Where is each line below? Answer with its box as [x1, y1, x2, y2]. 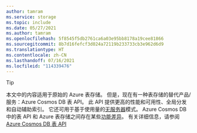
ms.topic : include [6, 19, 51, 25]
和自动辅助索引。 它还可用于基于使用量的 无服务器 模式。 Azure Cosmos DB [6, 106, 186, 113]
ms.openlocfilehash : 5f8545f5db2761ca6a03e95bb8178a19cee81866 [6, 36, 164, 42]
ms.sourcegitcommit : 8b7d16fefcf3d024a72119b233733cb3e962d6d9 [6, 42, 164, 47]
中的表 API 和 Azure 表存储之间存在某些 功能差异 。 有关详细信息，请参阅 [6, 113, 180, 120]
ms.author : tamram [6, 30, 51, 36]
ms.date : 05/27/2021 [6, 25, 57, 31]
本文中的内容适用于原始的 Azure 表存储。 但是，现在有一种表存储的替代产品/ [6, 91, 191, 98]
